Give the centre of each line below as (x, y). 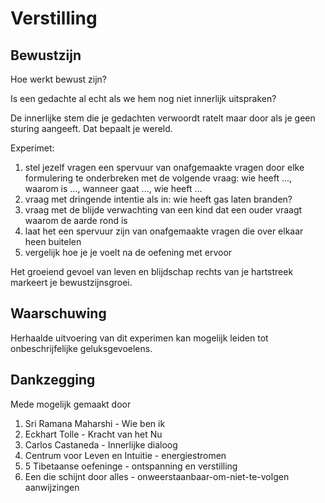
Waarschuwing (58, 313)
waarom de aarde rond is (76, 220)
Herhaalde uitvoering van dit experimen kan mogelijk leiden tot (139, 338)
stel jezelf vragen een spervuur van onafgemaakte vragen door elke (164, 167)
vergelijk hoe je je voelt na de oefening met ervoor (128, 252)
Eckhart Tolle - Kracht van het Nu (93, 434)
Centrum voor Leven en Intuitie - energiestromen (125, 455)
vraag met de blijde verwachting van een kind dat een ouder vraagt (163, 210)
